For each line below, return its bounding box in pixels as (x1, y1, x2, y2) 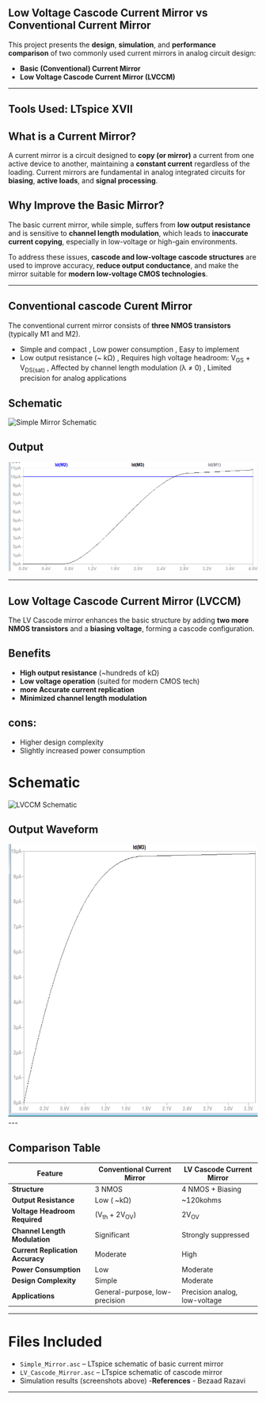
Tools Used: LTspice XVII (8, 102, 133, 116)
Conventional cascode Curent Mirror (8, 299, 192, 313)
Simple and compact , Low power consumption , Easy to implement (19, 344, 240, 354)
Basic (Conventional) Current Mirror (19, 64, 141, 73)
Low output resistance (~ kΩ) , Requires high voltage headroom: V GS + (19, 352, 251, 364)
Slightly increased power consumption (19, 745, 146, 755)
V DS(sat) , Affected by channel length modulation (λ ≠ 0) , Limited (19, 363, 232, 375)
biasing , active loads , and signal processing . (8, 176, 158, 186)
